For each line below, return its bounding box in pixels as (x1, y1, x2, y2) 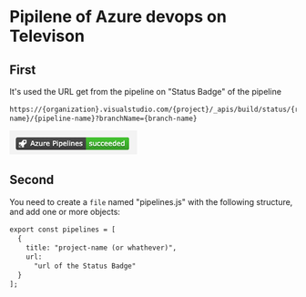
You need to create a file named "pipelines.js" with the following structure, (9, 196, 293, 207)
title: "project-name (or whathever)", (25, 243, 178, 252)
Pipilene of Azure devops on (9, 6, 228, 27)
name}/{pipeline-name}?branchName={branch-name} (9, 114, 198, 123)
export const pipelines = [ (9, 225, 117, 234)
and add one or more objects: (9, 206, 121, 217)
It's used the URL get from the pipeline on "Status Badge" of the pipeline (9, 87, 282, 97)
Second (9, 172, 55, 188)
